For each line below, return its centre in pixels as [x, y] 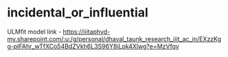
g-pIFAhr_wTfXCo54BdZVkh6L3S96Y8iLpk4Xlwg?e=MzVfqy [93, 46]
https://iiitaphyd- [87, 32]
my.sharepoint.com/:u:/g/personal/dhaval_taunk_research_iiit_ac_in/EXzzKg [114, 38]
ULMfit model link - [34, 32]
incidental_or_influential [78, 13]
